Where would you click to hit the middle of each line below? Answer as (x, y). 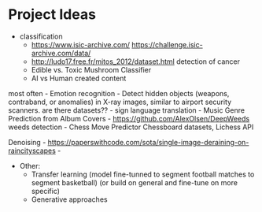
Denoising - (27, 142)
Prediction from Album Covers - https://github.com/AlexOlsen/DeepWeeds (129, 118)
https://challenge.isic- (167, 44)
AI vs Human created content (79, 78)
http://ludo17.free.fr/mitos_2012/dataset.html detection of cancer (135, 61)
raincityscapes (32, 151)
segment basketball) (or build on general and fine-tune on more (135, 182)
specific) (46, 191)
